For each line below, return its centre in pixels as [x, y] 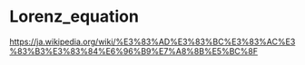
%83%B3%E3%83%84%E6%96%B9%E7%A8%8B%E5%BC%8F [134, 51]
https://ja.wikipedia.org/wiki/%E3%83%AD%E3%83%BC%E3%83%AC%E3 [152, 42]
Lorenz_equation [74, 17]
